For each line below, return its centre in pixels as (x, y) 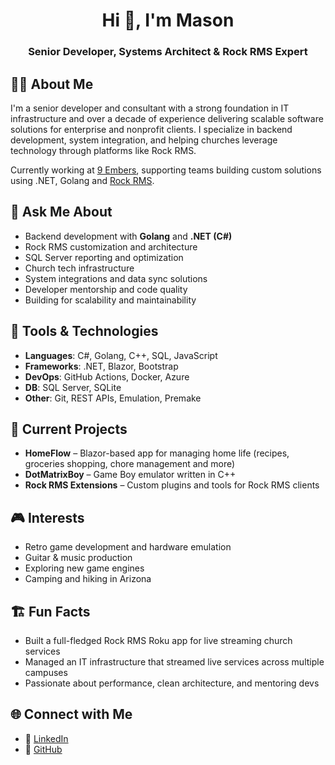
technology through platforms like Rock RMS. (103, 150)
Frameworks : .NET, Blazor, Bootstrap (101, 366)
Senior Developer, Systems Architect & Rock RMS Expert (168, 52)
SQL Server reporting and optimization (104, 257)
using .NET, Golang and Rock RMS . (82, 180)
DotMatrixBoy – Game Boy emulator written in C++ (130, 475)
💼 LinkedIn (46, 738)
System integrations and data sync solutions (116, 278)
